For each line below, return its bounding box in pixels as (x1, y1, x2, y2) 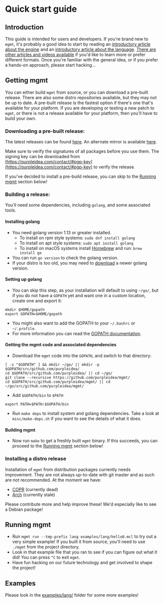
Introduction (5, 23, 44, 31)
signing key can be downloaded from (5, 154, 80, 160)
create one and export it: (12, 298, 62, 303)
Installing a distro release (5, 455, 67, 462)
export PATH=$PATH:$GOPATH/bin (5, 402, 69, 407)
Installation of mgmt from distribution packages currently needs (5, 466, 131, 472)
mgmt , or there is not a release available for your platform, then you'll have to (5, 110, 158, 116)
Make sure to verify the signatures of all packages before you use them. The (5, 148, 159, 154)
